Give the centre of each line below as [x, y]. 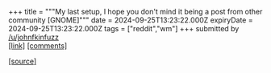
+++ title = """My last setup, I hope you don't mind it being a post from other [135, 12]
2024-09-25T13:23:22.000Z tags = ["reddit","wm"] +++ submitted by [124, 28]
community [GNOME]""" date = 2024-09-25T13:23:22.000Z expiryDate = [131, 20]
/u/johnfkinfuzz [33, 37]
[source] [23, 61]
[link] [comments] [38, 46]
